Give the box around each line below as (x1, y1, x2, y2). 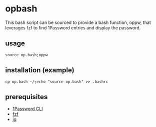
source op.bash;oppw (5, 52, 48, 57)
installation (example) (5, 66, 74, 75)
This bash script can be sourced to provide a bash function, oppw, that (5, 19, 151, 25)
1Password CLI (12, 106, 43, 112)
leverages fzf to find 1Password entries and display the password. (5, 24, 141, 30)
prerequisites (5, 93, 48, 101)
